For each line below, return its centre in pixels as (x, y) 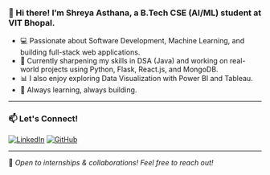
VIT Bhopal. (32, 22)
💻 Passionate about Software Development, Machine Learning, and (132, 41)
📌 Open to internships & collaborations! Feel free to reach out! (111, 162)
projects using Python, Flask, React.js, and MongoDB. (129, 69)
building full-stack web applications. (80, 52)
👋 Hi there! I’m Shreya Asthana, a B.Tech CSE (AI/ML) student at (135, 13)
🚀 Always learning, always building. (78, 90)
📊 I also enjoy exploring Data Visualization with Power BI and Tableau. (136, 79)
